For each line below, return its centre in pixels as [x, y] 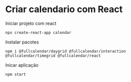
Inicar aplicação [22, 65]
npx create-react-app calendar [38, 32]
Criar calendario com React [64, 9]
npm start [16, 74]
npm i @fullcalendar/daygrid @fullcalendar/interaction [65, 51]
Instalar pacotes [22, 42]
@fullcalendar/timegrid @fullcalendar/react [53, 56]
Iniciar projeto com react [31, 23]
